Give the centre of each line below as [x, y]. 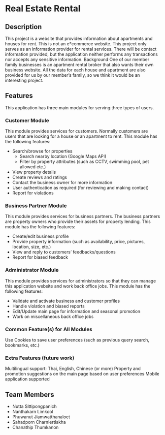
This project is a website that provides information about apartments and [79, 38]
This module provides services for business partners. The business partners [82, 217]
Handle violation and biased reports [48, 306]
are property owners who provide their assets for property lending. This [78, 221]
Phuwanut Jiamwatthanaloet [41, 417]
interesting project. [24, 80]
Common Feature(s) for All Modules [49, 329]
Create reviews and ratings [40, 177]
